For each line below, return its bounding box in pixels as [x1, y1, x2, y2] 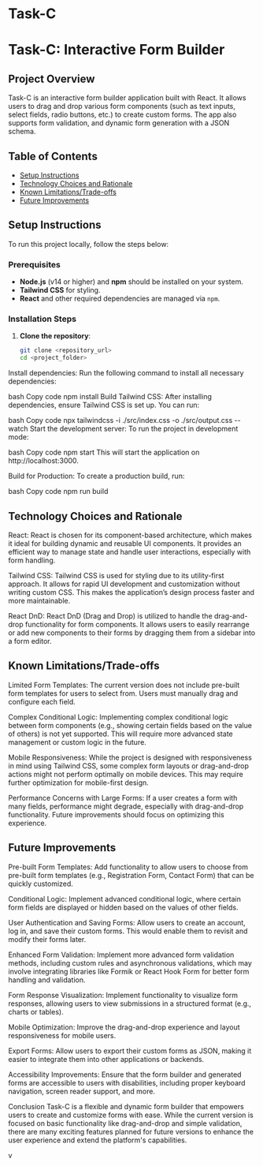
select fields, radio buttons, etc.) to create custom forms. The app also [8, 110, 237, 119]
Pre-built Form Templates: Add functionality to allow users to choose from [8, 861, 248, 872]
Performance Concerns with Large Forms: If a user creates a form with [8, 793, 238, 802]
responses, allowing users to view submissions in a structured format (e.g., [8, 999, 252, 1008]
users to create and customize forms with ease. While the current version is [8, 1110, 254, 1119]
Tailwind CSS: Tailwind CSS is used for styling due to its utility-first [8, 570, 224, 580]
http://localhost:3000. [8, 456, 79, 465]
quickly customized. [8, 879, 73, 888]
